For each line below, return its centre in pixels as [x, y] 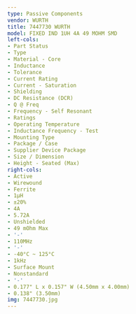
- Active [20, 176]
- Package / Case [33, 144]
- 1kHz [17, 261]
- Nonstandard [28, 273]
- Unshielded [26, 222]
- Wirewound [25, 183]
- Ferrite [22, 190]
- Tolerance [25, 72]
